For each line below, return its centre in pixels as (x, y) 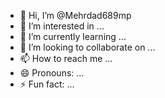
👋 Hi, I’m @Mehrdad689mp (75, 15)
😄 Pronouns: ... (52, 73)
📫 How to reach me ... (66, 58)
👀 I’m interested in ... (62, 26)
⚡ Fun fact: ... (47, 84)
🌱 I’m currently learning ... (73, 36)
